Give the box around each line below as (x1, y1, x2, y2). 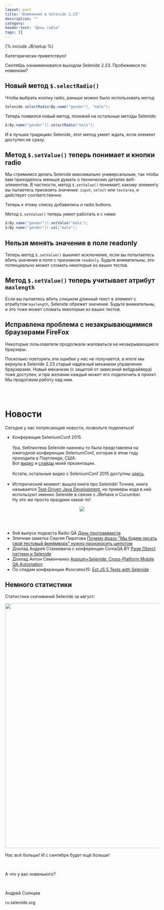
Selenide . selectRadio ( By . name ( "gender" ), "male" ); (5, 104, 110, 109)
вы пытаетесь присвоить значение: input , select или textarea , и (5, 187, 139, 193)
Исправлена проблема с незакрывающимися (5, 320, 153, 329)
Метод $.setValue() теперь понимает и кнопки (5, 150, 155, 159)
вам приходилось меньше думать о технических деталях (5, 177, 125, 183)
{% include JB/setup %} (5, 44, 54, 49)
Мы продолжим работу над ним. (5, 377, 74, 383)
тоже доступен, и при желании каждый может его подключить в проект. (5, 371, 157, 377)
